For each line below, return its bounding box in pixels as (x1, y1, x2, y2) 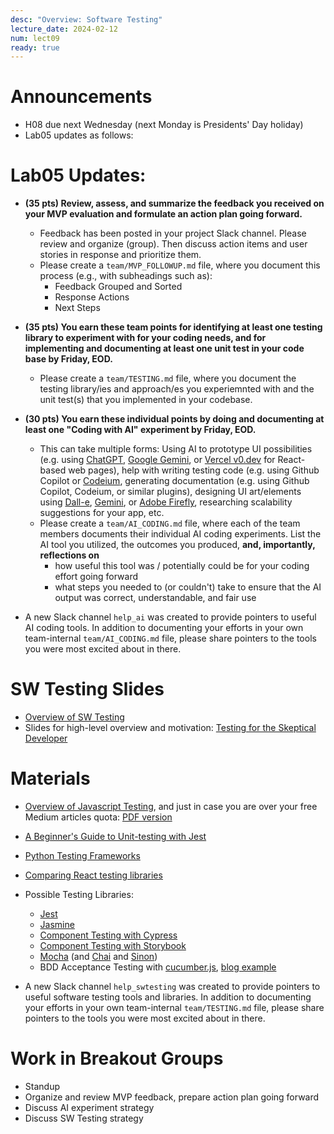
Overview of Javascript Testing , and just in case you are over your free (24, 801, 318, 812)
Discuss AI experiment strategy (24, 1101, 155, 1113)
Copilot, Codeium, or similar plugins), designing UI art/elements (39, 486, 302, 498)
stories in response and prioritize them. (39, 249, 202, 261)
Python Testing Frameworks (24, 850, 141, 861)
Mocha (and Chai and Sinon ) (39, 951, 158, 962)
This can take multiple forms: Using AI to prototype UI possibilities (39, 443, 313, 455)
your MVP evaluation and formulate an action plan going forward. (24, 208, 303, 220)
